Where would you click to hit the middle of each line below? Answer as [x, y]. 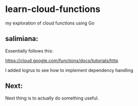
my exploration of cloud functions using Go [50, 23]
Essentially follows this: [29, 50]
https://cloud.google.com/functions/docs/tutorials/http [62, 60]
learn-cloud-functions [53, 9]
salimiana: [22, 39]
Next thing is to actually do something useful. [52, 98]
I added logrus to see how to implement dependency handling [69, 70]
